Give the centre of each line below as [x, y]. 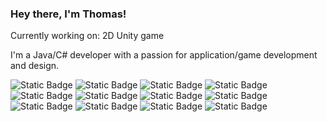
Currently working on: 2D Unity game [87, 36]
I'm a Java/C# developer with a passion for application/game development [164, 55]
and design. [35, 66]
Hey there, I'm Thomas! [68, 14]
